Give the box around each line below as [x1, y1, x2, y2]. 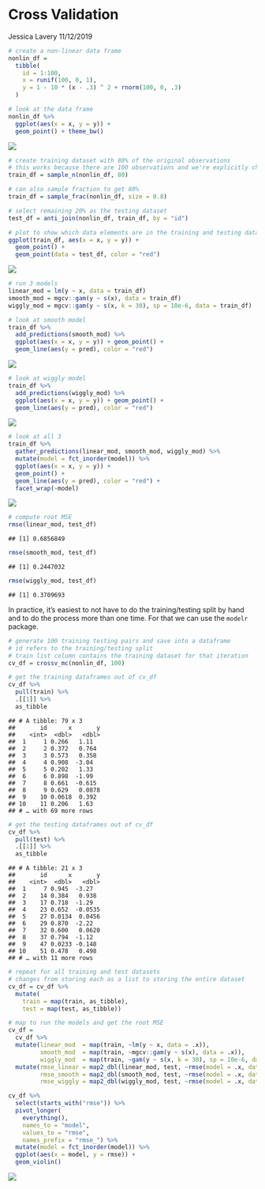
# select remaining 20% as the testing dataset [8, 207, 168, 215]
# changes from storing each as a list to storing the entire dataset [8, 976, 245, 984]
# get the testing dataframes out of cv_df [8, 820, 154, 829]
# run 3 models [8, 280, 58, 288]
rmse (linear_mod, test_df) [8, 521, 97, 529]
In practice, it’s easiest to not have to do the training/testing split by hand [8, 604, 244, 614]
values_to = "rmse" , [22, 1128, 90, 1137]
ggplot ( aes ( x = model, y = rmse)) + [15, 1151, 136, 1159]
